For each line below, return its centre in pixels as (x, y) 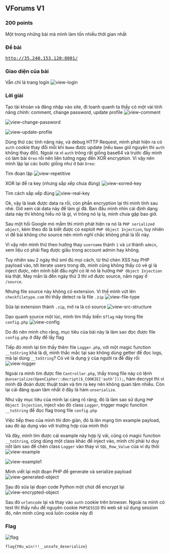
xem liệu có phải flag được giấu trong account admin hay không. (73, 250)
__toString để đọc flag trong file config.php (51, 410)
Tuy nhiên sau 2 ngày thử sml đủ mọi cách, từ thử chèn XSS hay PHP (77, 260)
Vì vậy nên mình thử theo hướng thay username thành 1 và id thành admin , (81, 244)
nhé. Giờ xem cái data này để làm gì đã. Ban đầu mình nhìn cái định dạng (81, 208)
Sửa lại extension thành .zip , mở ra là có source (56, 307)
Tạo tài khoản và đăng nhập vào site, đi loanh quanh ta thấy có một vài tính (84, 107)
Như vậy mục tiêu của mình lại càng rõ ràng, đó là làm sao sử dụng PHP (79, 399)
